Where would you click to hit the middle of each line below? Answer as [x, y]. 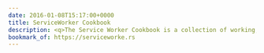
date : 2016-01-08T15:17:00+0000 [61, 15]
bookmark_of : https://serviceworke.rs [72, 37]
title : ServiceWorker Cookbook [59, 23]
